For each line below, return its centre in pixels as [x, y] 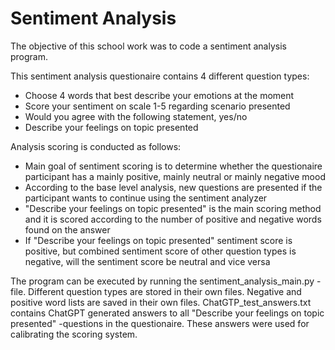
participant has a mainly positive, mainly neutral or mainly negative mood [175, 176]
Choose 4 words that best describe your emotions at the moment [159, 95]
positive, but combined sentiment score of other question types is [160, 251]
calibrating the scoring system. [74, 334]
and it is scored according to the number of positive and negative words [173, 219]
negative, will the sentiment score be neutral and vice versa [147, 261]
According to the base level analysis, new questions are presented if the [173, 187]
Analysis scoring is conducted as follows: [96, 146]
